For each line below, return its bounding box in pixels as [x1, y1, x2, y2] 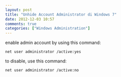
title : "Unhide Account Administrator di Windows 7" [5, 12, 117, 17]
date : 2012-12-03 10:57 [5, 16, 55, 21]
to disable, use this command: [5, 58, 67, 64]
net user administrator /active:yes [5, 49, 81, 54]
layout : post [5, 7, 32, 12]
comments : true [5, 21, 37, 26]
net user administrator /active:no [5, 68, 79, 73]
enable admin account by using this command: [5, 39, 101, 45]
